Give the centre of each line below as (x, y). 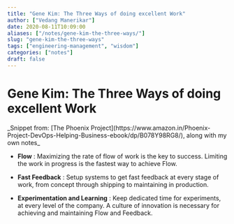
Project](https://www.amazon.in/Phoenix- (151, 128)
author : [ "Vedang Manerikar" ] (51, 20)
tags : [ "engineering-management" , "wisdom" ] (73, 46)
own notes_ (24, 142)
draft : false (26, 59)
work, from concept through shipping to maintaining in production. (113, 184)
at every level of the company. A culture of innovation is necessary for (118, 205)
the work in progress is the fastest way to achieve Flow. (97, 163)
